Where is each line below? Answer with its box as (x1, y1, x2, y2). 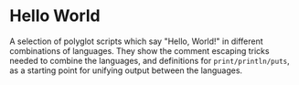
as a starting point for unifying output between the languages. (9, 65, 243, 76)
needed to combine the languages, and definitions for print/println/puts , (9, 55, 290, 66)
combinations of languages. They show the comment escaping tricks (9, 45, 270, 56)
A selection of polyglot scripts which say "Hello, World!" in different (9, 36, 263, 47)
